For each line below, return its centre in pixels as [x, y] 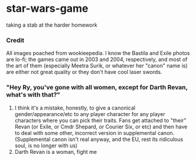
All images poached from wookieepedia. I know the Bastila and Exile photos [98, 53]
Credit [15, 40]
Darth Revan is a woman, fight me [56, 152]
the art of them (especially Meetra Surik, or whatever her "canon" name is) [97, 66]
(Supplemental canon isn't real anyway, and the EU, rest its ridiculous [99, 139]
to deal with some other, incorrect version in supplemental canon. [94, 133]
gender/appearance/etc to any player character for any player [90, 114]
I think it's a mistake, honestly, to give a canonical [75, 108]
